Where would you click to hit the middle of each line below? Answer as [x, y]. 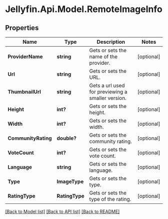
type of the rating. [110, 199]
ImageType [70, 182]
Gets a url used [107, 85]
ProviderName [25, 57]
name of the [103, 57]
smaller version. [108, 98]
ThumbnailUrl [24, 92]
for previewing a [108, 92]
